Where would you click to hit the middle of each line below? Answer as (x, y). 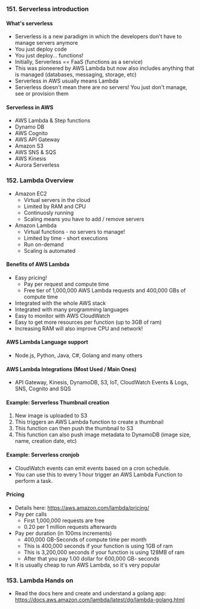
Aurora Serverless (37, 165)
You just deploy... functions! (49, 56)
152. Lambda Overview (40, 180)
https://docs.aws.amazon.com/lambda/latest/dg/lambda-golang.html (100, 600)
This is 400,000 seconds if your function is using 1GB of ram (98, 546)
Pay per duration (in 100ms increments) (63, 533)
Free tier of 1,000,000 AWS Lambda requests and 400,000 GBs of (105, 290)
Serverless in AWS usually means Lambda (67, 81)
